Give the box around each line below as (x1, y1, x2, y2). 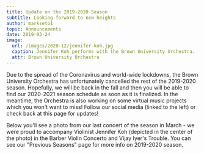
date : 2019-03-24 (6, 32, 51, 38)
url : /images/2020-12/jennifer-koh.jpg (12, 43, 114, 49)
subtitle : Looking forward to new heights (6, 15, 116, 21)
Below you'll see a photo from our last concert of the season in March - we (6, 121, 195, 128)
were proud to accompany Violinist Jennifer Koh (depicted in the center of (6, 128, 193, 135)
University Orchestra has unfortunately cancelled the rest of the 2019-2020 (6, 77, 197, 85)
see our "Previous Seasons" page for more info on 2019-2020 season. (6, 141, 184, 148)
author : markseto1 (6, 20, 53, 26)
